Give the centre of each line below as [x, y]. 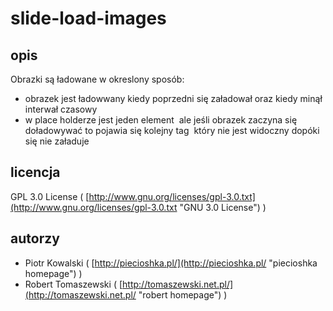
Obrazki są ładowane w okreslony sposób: [97, 79]
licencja [35, 172]
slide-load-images [88, 18]
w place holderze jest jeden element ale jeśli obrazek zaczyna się [161, 120]
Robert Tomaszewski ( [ [73, 284]
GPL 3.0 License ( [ [50, 196]
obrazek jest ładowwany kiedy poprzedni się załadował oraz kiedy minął [173, 98]
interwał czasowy [61, 109]
